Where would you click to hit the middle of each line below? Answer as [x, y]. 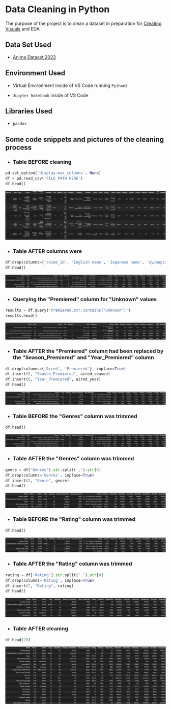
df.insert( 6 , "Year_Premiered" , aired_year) [53, 379]
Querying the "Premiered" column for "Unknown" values [84, 299]
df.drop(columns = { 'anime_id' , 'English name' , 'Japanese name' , [75, 262]
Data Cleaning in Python [58, 9]
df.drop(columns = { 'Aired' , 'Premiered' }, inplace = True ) [66, 369]
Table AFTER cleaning [40, 629]
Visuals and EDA [22, 28]
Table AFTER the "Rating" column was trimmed [72, 564]
